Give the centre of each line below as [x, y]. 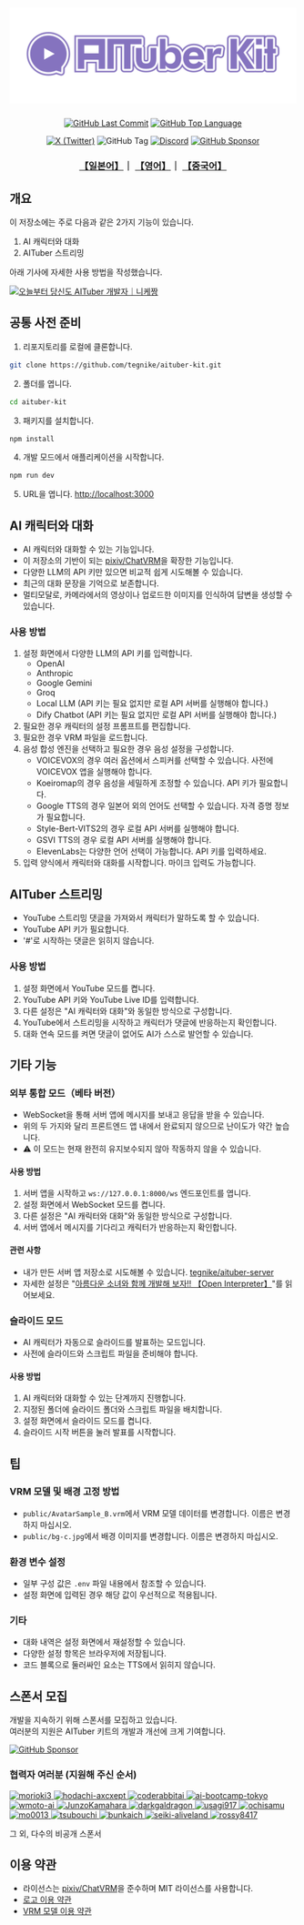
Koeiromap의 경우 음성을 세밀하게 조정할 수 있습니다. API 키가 [147, 783]
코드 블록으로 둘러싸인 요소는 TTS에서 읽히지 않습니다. [119, 1665]
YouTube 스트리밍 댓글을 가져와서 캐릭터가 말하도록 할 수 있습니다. [141, 918]
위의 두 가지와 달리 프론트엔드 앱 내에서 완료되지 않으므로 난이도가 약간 [147, 1126]
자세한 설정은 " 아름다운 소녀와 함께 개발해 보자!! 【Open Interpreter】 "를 [153, 1283]
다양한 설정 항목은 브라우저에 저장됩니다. [94, 1654]
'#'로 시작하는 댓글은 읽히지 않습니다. [88, 941]
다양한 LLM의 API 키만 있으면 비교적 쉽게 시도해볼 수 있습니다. [133, 572]
